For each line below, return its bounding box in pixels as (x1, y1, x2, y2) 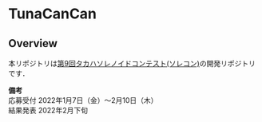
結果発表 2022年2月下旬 (8, 105, 88, 115)
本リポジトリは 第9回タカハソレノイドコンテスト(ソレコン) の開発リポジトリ (8, 59, 256, 68)
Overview (8, 37, 58, 50)
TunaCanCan (8, 5, 97, 23)
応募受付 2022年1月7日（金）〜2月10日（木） (8, 96, 158, 104)
